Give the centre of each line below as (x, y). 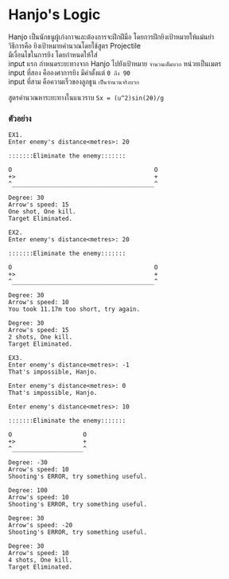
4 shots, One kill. (41, 560)
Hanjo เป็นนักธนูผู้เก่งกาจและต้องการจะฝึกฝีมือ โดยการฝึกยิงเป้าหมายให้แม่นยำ (111, 37)
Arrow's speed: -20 (41, 526)
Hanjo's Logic (54, 15)
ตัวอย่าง (20, 119)
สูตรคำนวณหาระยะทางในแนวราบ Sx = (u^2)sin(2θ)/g (86, 97)
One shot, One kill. (43, 212)
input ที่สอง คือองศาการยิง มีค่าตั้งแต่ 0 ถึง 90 (70, 72)
